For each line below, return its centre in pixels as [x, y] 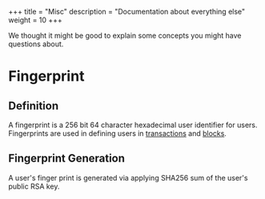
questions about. [36, 44]
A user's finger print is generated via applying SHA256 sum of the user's [128, 177]
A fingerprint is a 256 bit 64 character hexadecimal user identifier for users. [133, 125]
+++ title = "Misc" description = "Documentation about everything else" [127, 12]
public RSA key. [34, 186]
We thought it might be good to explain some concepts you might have [125, 36]
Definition [33, 106]
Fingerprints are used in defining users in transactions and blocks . [117, 133]
